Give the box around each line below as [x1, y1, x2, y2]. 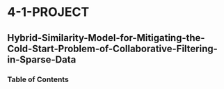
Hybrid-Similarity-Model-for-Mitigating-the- [7, 32, 205, 44]
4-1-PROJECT [7, 4, 90, 20]
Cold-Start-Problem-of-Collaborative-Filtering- [7, 42, 218, 54]
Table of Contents [7, 74, 70, 84]
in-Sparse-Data [7, 54, 77, 65]
